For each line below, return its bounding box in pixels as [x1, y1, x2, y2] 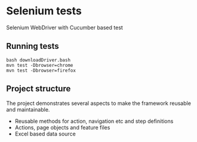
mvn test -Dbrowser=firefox [6, 67, 76, 73]
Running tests [6, 41, 60, 51]
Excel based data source [14, 130, 76, 137]
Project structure [6, 84, 71, 94]
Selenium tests [6, 4, 82, 18]
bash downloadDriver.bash [6, 57, 70, 63]
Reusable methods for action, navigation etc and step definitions [14, 118, 174, 125]
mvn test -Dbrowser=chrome [6, 62, 73, 68]
